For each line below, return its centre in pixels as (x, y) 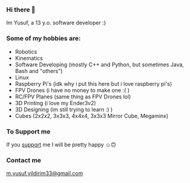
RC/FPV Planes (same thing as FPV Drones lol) (73, 97)
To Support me (28, 131)
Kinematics (29, 58)
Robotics (26, 51)
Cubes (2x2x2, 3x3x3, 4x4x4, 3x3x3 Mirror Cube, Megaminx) (92, 116)
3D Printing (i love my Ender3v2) (55, 103)
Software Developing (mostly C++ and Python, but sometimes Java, (99, 64)
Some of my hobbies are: (44, 39)
